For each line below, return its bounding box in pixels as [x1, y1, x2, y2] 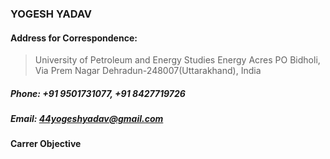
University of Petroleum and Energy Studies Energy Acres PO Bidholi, [34, 54, 321, 66]
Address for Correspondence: [10, 32, 138, 44]
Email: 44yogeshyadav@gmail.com [10, 113, 164, 125]
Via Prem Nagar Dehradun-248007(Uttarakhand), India [34, 65, 262, 77]
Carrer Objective [10, 138, 82, 150]
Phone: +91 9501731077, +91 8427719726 [10, 87, 186, 99]
